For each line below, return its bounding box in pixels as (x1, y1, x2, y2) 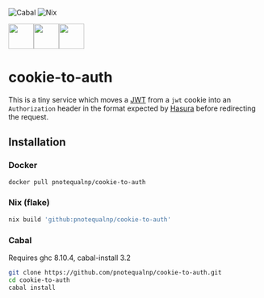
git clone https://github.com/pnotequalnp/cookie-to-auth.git (8, 268, 222, 276)
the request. (8, 111, 49, 121)
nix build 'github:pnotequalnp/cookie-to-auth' (8, 215, 172, 224)
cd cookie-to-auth (8, 275, 70, 284)
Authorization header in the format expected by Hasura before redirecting (8, 103, 256, 113)
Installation (8, 136, 66, 149)
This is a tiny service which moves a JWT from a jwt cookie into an (8, 94, 232, 104)
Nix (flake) (8, 197, 50, 208)
